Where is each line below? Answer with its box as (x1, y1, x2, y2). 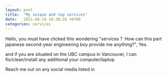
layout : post (5, 7, 33, 13)
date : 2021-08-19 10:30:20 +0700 (5, 17, 81, 22)
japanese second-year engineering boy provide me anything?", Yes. (5, 41, 148, 48)
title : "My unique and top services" (5, 12, 88, 17)
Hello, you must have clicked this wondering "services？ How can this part (5, 36, 162, 42)
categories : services (5, 21, 51, 27)
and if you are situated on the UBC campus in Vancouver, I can (5, 51, 137, 57)
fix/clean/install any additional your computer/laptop (5, 56, 115, 63)
